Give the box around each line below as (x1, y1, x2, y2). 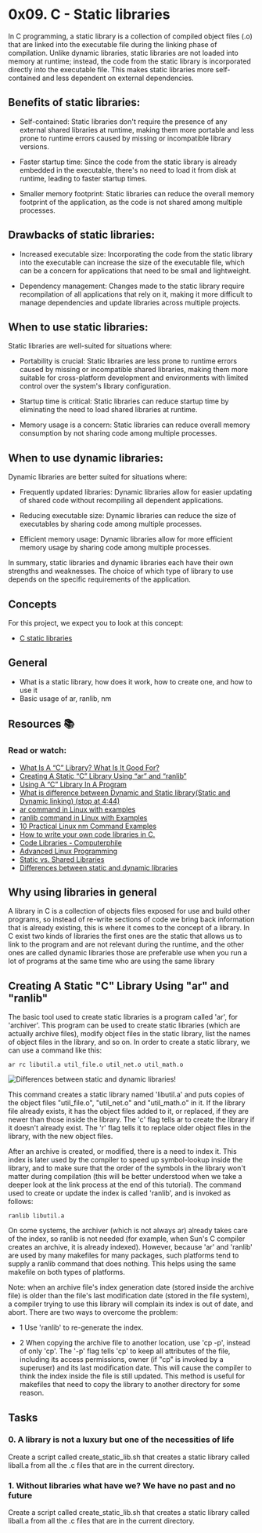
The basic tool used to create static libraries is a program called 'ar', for (8, 1013, 239, 1022)
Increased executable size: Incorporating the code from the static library (19, 249, 253, 258)
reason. (19, 1388, 45, 1398)
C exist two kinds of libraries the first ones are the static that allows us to (8, 932, 242, 941)
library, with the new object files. (8, 1132, 113, 1141)
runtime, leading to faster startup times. (19, 173, 147, 183)
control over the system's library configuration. (19, 381, 171, 391)
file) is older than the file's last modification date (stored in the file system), (8, 1291, 250, 1301)
